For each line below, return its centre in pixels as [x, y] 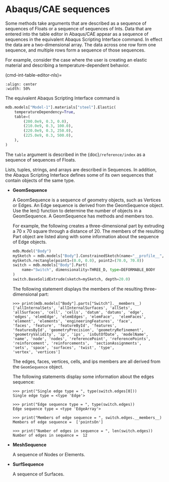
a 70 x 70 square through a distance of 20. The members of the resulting [88, 231]
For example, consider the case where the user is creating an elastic [76, 60]
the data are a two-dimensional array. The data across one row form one [81, 44]
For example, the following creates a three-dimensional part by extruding [88, 226]
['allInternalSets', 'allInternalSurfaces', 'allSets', [72, 308]
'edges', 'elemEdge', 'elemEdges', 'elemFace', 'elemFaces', [79, 316]
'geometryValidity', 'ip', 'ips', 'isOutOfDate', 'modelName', [80, 334]
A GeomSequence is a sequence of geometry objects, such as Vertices [87, 200]
